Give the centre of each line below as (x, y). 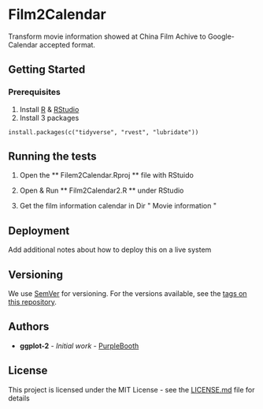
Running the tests (52, 157)
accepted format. (67, 44)
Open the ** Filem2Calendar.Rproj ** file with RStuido (107, 175)
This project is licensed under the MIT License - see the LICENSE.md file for (131, 389)
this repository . (33, 302)
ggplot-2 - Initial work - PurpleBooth (79, 346)
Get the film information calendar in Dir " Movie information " (118, 206)
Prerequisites (34, 92)
